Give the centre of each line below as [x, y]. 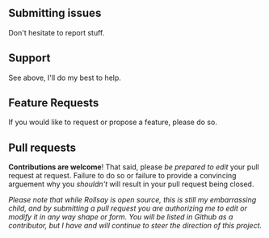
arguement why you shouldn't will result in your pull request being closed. [131, 184]
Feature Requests [54, 103]
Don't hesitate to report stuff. [57, 32]
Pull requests [42, 147]
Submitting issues [55, 13]
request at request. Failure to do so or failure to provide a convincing [122, 176]
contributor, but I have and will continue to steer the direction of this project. [135, 226]
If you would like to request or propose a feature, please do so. [113, 122]
